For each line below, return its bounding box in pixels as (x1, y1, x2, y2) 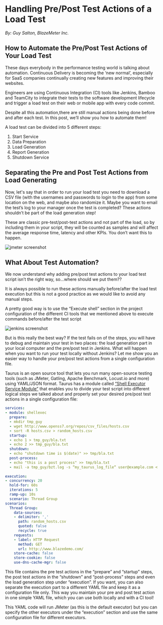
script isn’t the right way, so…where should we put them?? (5, 277, 122, 282)
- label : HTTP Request (14, 537, 60, 542)
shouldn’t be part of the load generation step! (5, 210, 96, 216)
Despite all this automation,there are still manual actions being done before (5, 109, 155, 115)
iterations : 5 (9, 487, 38, 492)
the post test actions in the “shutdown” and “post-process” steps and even (5, 574, 155, 580)
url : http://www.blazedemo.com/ (18, 546, 84, 551)
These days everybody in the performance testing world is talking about (5, 64, 150, 70)
